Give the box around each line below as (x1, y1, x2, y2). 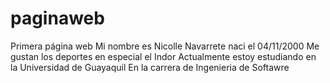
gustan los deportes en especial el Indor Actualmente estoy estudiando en (10, 50, 317, 62)
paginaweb (10, 7, 105, 30)
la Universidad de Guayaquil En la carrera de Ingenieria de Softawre (10, 61, 290, 73)
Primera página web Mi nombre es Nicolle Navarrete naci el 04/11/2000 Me (10, 40, 320, 52)
